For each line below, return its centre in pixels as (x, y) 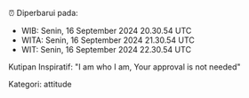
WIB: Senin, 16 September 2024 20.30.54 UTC (106, 31)
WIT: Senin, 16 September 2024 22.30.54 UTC (106, 49)
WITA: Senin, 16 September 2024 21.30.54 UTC (108, 40)
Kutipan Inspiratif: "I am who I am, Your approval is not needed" (124, 67)
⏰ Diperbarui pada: (44, 13)
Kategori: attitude (40, 84)
